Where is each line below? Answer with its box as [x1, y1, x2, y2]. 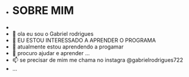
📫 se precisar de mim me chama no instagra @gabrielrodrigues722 [12, 56, 183, 64]
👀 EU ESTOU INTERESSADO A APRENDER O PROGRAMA [12, 36, 156, 44]
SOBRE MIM [12, 4, 75, 18]
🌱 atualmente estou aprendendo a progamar [12, 43, 124, 50]
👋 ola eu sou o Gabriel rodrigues [12, 30, 94, 37]
